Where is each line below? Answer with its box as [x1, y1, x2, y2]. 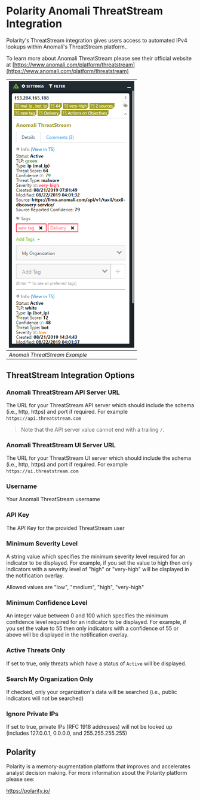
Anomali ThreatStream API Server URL [6, 388, 120, 396]
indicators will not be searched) [6, 695, 84, 702]
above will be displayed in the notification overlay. [6, 631, 129, 638]
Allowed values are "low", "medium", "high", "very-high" [6, 584, 144, 591]
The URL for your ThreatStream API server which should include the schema [6, 401, 195, 408]
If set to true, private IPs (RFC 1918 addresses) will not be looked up [6, 723, 173, 731]
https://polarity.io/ [6, 787, 51, 795]
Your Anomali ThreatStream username [6, 496, 100, 503]
